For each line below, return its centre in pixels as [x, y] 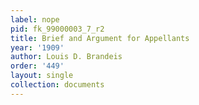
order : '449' [37, 66]
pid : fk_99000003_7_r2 [57, 29]
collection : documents [57, 85]
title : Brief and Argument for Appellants [100, 38]
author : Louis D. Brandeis [66, 57]
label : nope [35, 19]
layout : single [42, 76]
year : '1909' [37, 47]
